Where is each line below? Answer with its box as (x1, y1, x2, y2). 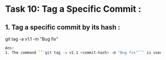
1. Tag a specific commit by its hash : (5, 23, 121, 31)
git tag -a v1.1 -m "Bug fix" (5, 36, 58, 42)
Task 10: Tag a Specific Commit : (5, 3, 142, 15)
